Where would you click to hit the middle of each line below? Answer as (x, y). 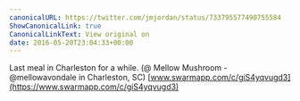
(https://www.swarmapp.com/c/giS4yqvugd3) (94, 87)
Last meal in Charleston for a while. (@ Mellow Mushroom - (118, 68)
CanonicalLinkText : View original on (79, 34)
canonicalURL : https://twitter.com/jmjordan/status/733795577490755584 (145, 17)
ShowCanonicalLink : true (55, 26)
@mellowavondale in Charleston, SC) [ (80, 78)
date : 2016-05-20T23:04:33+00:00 (71, 42)
